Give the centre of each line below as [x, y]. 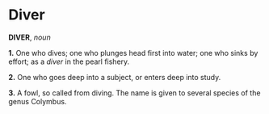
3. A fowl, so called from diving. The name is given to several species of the [134, 93]
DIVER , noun [29, 37]
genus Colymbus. [38, 101]
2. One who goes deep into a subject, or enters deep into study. [115, 77]
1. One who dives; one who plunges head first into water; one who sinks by [133, 53]
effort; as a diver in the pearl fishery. [69, 61]
